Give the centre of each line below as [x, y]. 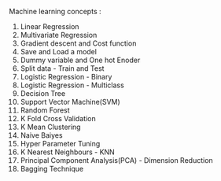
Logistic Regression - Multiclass [72, 85]
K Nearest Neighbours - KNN [67, 152]
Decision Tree [43, 93]
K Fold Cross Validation [58, 118]
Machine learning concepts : [55, 11]
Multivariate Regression [59, 35]
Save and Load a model [59, 52]
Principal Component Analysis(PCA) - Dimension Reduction [116, 160]
